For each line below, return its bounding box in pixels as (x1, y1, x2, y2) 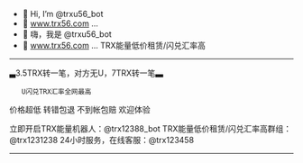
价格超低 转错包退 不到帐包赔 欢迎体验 (9, 104, 151, 114)
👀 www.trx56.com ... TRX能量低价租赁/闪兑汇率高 (22, 41, 206, 50)
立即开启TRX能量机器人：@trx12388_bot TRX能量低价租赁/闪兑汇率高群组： (9, 123, 292, 134)
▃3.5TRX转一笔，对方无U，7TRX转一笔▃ (9, 68, 164, 78)
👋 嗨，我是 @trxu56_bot (22, 29, 113, 40)
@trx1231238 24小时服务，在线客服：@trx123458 (9, 135, 195, 145)
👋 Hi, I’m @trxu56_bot (22, 9, 104, 19)
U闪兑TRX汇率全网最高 (21, 87, 92, 96)
